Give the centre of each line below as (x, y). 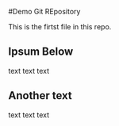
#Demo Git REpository (44, 11)
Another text (40, 95)
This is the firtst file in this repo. (60, 27)
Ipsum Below (41, 52)
